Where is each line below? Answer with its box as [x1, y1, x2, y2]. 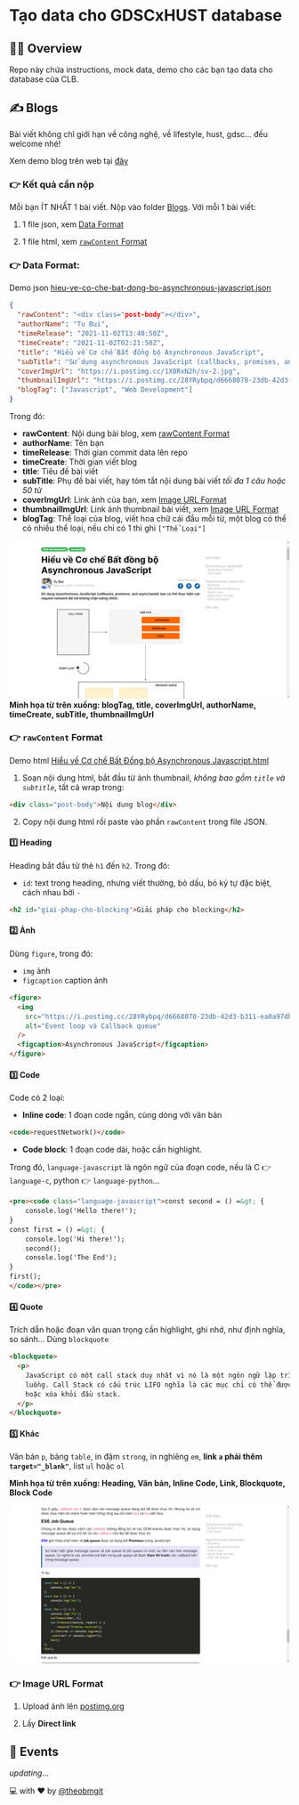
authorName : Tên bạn [21, 438, 105, 449]
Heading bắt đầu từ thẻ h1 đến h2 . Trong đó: [9, 860, 171, 870]
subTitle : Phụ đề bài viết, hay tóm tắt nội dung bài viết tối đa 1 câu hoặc [21, 475, 287, 486]
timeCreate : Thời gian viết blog [21, 457, 138, 467]
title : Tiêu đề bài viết [21, 466, 99, 477]
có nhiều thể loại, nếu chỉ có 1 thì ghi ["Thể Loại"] [21, 522, 206, 534]
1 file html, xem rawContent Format [21, 237, 148, 247]
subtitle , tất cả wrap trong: [21, 781, 125, 792]
